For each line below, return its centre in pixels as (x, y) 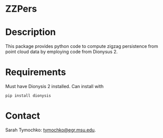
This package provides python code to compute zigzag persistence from (82, 46)
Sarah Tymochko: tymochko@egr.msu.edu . (51, 130)
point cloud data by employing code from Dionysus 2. (62, 52)
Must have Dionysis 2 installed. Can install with (55, 87)
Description (31, 32)
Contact (23, 116)
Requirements (36, 72)
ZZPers (21, 9)
